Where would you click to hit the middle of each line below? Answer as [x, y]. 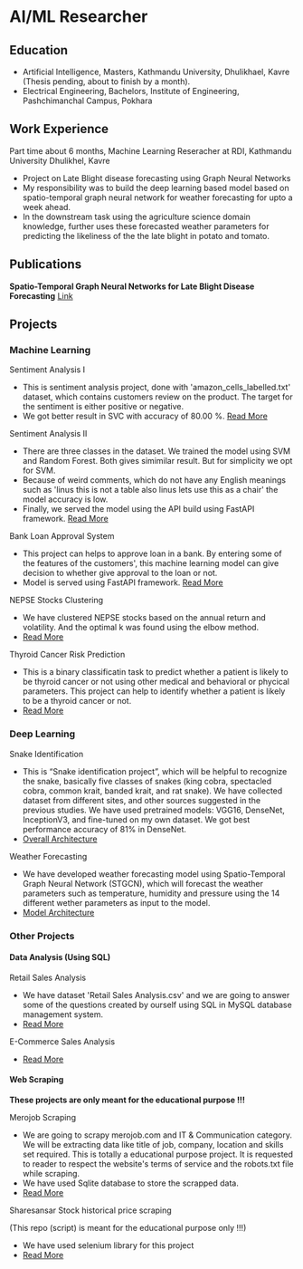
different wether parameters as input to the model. [116, 902]
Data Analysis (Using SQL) [60, 957]
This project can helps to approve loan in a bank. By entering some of [152, 553]
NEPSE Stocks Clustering [57, 601]
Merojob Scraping [43, 1117]
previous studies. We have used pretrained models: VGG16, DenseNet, [153, 810]
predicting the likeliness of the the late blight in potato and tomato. [146, 236]
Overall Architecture [60, 839]
